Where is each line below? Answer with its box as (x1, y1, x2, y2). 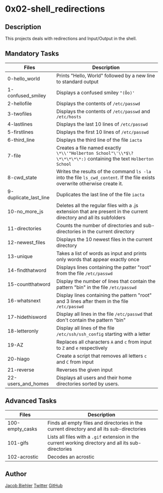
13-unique (7, 253, 33, 260)
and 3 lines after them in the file (56, 297, 129, 304)
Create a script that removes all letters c (56, 352, 147, 359)
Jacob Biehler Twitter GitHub (5, 483, 63, 489)
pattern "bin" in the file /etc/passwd (56, 284, 137, 291)
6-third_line (7, 136, 35, 143)
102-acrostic (7, 453, 39, 460)
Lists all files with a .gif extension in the (47, 433, 139, 440)
